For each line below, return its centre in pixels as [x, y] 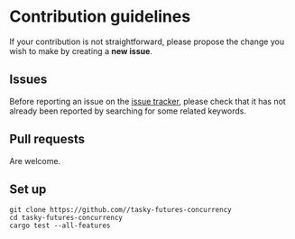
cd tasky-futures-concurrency [66, 218]
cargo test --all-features [60, 226]
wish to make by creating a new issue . [81, 51]
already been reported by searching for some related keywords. [128, 111]
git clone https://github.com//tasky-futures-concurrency [120, 210]
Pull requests [47, 139]
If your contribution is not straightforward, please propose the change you [147, 41]
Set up [28, 189]
